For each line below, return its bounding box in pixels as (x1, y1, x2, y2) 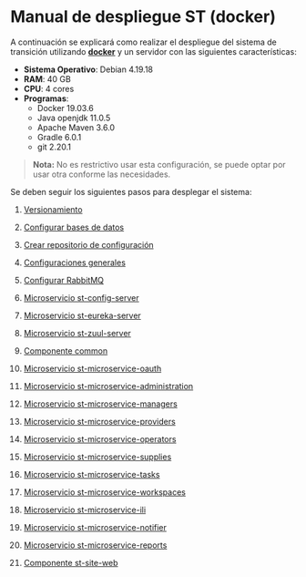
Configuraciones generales (23, 257, 127, 268)
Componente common (23, 345, 108, 356)
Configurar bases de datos (23, 222, 125, 232)
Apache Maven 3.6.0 (36, 121, 116, 133)
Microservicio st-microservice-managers (23, 398, 178, 409)
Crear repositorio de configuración (23, 239, 154, 250)
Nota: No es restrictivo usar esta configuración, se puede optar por (32, 159, 286, 170)
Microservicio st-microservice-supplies (23, 451, 172, 462)
